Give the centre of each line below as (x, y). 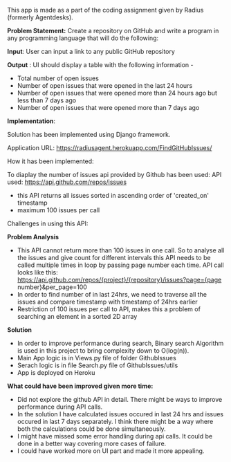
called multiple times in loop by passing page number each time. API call (120, 265)
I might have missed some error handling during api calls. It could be (115, 436)
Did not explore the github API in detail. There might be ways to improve (120, 399)
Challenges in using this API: (48, 223)
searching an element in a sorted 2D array (77, 316)
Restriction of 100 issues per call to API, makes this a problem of (109, 309)
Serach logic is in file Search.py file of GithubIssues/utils (98, 365)
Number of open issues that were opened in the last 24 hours (105, 85)
